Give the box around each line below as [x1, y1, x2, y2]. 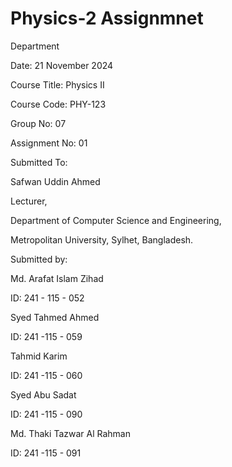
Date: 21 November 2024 [10, 59, 114, 71]
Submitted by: [10, 253, 68, 265]
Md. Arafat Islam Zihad [10, 272, 104, 284]
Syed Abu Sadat [10, 388, 77, 401]
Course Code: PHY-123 [10, 98, 107, 110]
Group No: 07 [10, 117, 67, 129]
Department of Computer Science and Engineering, [10, 214, 222, 226]
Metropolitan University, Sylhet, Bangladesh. [10, 233, 194, 246]
